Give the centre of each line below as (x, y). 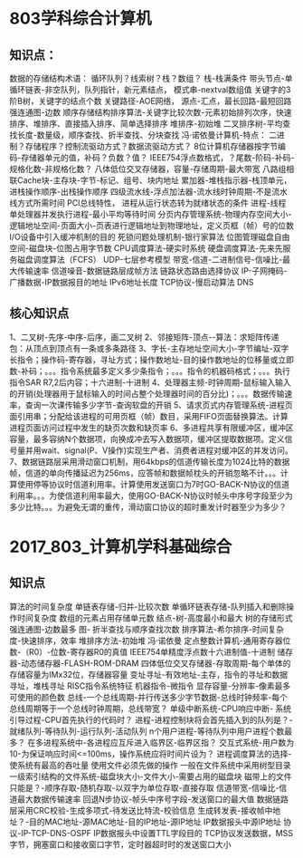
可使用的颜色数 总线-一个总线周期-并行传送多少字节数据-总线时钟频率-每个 (148, 697)
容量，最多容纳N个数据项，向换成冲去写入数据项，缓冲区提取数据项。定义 (147, 439)
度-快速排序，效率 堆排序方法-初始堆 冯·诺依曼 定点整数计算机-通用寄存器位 (150, 641)
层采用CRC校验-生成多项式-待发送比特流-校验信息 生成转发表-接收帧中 (141, 810)
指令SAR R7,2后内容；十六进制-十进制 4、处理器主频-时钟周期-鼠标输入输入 (150, 382)
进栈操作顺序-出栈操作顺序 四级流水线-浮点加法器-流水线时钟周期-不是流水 (148, 192)
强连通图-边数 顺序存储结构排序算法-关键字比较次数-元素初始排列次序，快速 (151, 112)
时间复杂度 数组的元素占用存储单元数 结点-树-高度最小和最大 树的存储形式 (155, 618)
